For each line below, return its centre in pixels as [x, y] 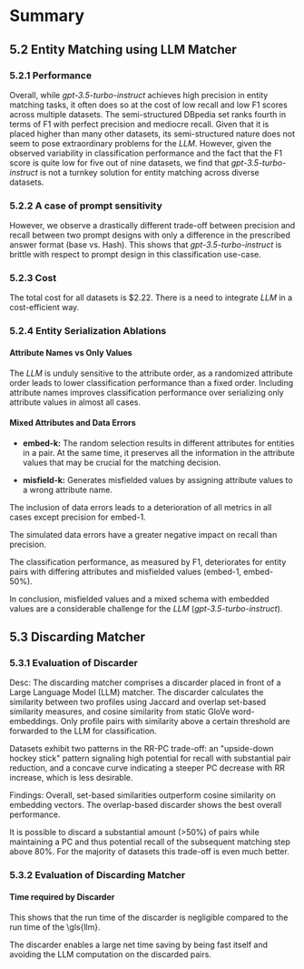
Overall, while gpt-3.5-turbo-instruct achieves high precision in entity [139, 95]
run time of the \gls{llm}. [55, 927]
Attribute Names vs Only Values [71, 352]
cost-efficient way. [44, 308]
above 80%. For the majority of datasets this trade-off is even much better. [150, 852]
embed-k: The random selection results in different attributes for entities [158, 443]
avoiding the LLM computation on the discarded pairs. [110, 954]
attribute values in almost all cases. [75, 402]
